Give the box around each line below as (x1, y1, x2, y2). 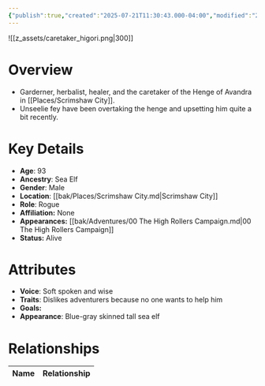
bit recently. (19, 112, 59, 122)
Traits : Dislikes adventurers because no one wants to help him (19, 295, 223, 305)
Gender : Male (19, 182, 65, 192)
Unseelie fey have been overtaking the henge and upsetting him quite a (19, 103, 252, 113)
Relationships (8, 339, 100, 358)
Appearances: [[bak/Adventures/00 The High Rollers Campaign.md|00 (19, 216, 252, 226)
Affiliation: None (19, 208, 75, 217)
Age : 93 (19, 166, 47, 175)
